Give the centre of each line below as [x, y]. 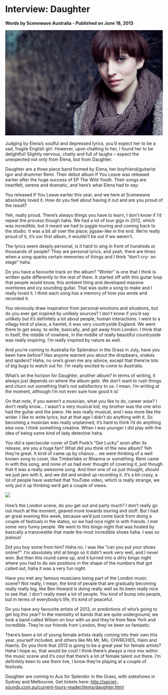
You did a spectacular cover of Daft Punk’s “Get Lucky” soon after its [76, 442]
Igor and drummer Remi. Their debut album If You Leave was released [77, 174]
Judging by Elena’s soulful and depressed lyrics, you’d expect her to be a [80, 143]
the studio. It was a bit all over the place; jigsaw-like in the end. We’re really [83, 231]
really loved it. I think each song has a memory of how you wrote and [76, 293]
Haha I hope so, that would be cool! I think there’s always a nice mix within [82, 650]
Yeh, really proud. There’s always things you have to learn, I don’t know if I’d [83, 215]
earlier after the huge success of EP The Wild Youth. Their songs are [76, 179]
